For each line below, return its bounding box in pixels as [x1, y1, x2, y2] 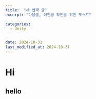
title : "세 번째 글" [5, 7, 47, 13]
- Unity [10, 26, 27, 31]
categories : [5, 21, 31, 27]
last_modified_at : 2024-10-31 [5, 44, 70, 50]
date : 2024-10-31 [5, 40, 43, 45]
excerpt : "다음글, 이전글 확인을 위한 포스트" [5, 12, 91, 17]
